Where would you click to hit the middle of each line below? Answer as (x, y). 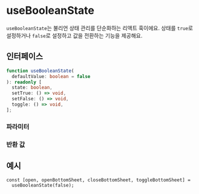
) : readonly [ (24, 82)
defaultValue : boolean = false (51, 76)
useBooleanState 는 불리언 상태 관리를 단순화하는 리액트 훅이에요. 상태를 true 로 (100, 28)
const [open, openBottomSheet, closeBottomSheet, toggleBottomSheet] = (98, 180)
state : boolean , (32, 88)
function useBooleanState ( (40, 71)
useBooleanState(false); (43, 186)
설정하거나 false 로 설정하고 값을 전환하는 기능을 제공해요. (74, 35)
